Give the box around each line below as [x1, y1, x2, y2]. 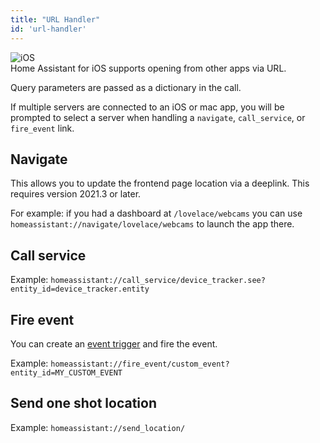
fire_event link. [10, 122, 75, 134]
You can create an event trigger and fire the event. [10, 337, 218, 350]
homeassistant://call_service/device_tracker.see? [50, 276, 266, 286]
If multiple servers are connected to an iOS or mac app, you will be [10, 101, 285, 113]
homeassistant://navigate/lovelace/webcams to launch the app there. [10, 218, 295, 230]
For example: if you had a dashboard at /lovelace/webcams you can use [10, 207, 303, 220]
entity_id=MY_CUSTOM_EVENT [10, 367, 123, 378]
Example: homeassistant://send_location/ [10, 421, 186, 433]
